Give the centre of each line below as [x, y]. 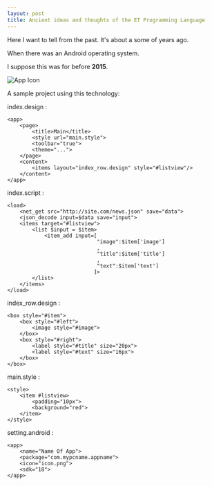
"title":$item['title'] [131, 254]
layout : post [26, 13]
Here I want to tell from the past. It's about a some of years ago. [98, 39]
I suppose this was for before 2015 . [58, 66]
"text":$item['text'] [127, 266]
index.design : [27, 106]
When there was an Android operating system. [73, 53]
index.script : [26, 193]
